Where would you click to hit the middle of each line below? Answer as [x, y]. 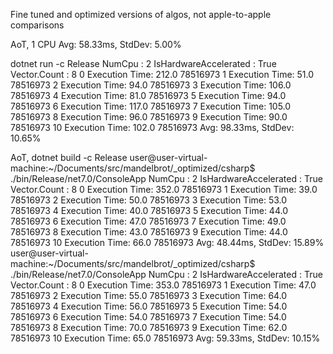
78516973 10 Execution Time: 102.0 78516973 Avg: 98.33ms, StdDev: [152, 127]
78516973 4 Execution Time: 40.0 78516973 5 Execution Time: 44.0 [149, 210]
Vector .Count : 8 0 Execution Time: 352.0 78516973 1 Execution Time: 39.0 [164, 189]
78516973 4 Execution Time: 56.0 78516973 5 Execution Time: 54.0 [149, 306]
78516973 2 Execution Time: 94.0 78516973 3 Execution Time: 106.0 [151, 85]
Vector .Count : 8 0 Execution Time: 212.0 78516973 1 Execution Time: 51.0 [162, 74]
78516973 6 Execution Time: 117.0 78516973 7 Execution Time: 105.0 [151, 106]
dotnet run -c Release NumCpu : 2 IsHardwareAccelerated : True [143, 63]
